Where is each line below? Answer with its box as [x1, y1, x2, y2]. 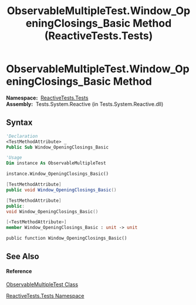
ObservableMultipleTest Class [6, 281, 78, 288]
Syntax [6, 118, 33, 128]
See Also [6, 251, 39, 261]
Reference [6, 268, 32, 275]
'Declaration [6, 133, 38, 139]
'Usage [6, 155, 22, 161]
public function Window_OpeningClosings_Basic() [6, 236, 127, 241]
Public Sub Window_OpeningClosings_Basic [6, 144, 109, 150]
